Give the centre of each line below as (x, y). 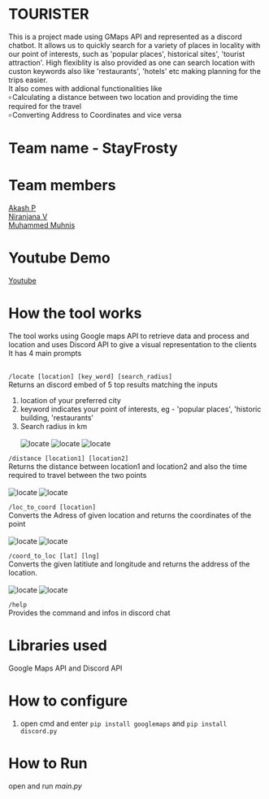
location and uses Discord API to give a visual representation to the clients (133, 344)
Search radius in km (54, 426)
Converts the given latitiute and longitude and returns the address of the (129, 564)
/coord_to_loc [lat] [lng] (54, 556)
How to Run (48, 763)
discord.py (39, 731)
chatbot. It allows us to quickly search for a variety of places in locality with (134, 45)
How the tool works (75, 313)
